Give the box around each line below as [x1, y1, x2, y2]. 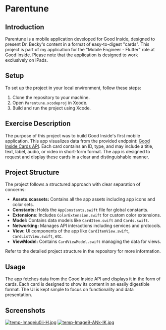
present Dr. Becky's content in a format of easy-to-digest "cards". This [5, 41, 150, 47]
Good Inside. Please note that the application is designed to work [5, 52, 138, 58]
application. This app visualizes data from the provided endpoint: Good [5, 138, 150, 144]
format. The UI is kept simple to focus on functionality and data [5, 287, 134, 293]
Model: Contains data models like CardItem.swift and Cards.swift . [12, 218, 150, 223]
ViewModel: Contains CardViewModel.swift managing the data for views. [12, 238, 161, 244]
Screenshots [5, 306, 46, 315]
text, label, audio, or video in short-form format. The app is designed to [5, 148, 150, 154]
